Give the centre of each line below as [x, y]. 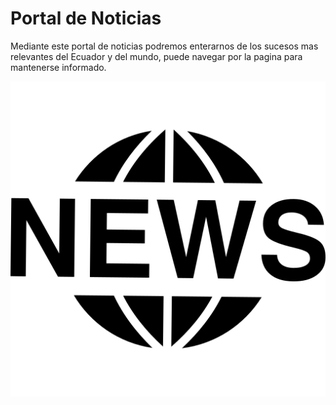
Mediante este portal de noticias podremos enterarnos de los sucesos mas [164, 46]
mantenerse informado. [58, 67]
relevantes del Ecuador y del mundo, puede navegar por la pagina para [156, 56]
